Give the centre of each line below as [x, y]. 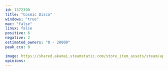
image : [12, 56]
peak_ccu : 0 [17, 47]
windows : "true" [22, 19]
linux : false [19, 28]
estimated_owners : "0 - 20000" [38, 42]
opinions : [15, 60]
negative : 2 [17, 38]
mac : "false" [19, 24]
